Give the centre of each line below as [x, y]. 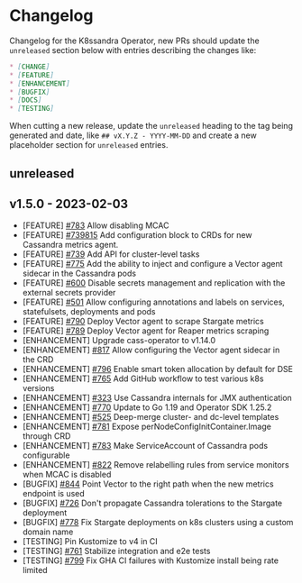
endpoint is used [54, 494]
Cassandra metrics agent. [70, 245]
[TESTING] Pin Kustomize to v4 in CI [90, 542]
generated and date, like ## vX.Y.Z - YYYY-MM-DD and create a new [133, 135]
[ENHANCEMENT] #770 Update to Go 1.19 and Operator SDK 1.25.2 [147, 407]
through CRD [46, 436]
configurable [46, 455]
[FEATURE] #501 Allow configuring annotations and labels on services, [154, 302]
